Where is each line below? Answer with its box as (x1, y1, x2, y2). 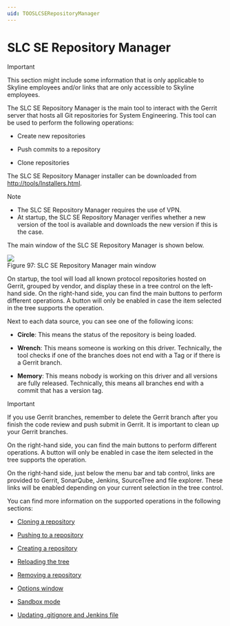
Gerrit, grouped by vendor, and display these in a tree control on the (7, 281, 200, 290)
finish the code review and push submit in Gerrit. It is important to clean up (7, 420, 219, 429)
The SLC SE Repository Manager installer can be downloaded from (7, 171, 197, 180)
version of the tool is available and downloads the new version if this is (17, 220, 218, 228)
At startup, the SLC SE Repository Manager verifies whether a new (17, 213, 207, 221)
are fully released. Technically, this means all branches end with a (17, 379, 205, 387)
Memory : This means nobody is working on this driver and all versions (17, 371, 218, 380)
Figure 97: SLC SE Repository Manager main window (7, 261, 156, 269)
